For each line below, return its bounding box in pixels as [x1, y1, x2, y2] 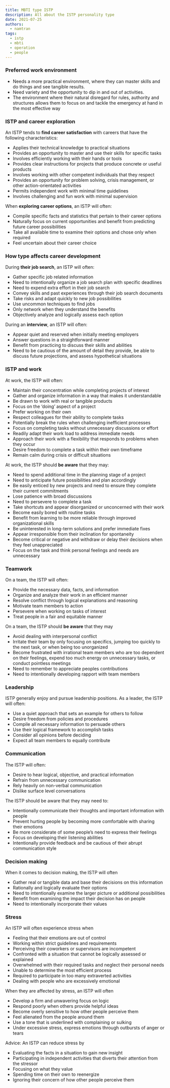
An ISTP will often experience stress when [5, 925, 94, 931]
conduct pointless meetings [12, 660, 71, 666]
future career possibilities [12, 224, 66, 230]
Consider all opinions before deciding [12, 732, 91, 738]
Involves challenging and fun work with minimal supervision [12, 194, 138, 200]
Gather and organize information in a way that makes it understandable [12, 392, 161, 399]
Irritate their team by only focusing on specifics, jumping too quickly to [12, 638, 161, 645]
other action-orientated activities [12, 182, 82, 188]
